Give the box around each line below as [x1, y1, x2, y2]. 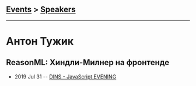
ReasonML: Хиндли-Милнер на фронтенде [6, 58, 170, 67]
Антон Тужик [6, 35, 74, 48]
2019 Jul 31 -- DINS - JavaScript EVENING [14, 73, 117, 80]
